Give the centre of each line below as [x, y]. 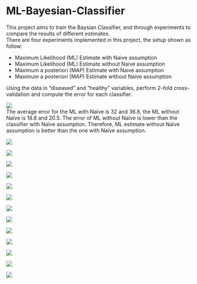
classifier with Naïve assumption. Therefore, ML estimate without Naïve [93, 124]
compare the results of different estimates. [58, 33]
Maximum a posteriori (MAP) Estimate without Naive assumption [93, 76]
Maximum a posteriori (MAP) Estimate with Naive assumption [89, 70]
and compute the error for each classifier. [82, 94]
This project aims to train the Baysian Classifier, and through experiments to [98, 27]
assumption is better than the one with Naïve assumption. [76, 130]
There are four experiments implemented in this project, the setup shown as [98, 40]
